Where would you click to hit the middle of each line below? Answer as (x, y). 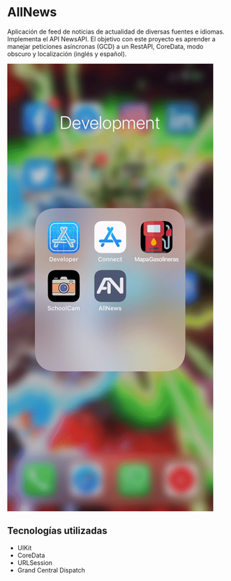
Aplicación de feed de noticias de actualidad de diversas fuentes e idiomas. (116, 31)
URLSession (35, 562)
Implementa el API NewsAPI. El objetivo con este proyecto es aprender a (112, 38)
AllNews (32, 12)
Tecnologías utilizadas (57, 531)
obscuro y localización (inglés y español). (67, 54)
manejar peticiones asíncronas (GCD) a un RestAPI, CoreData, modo (105, 46)
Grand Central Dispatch (51, 570)
